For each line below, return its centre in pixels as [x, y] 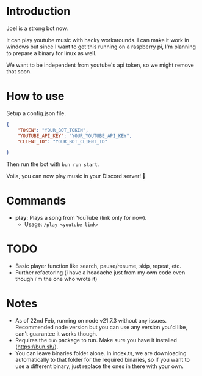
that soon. [19, 71]
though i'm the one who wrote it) [56, 279]
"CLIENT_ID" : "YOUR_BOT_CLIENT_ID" [63, 141]
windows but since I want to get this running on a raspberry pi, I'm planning [101, 47]
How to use [35, 96]
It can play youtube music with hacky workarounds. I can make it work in [98, 40]
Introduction [38, 11]
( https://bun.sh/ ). [37, 347]
